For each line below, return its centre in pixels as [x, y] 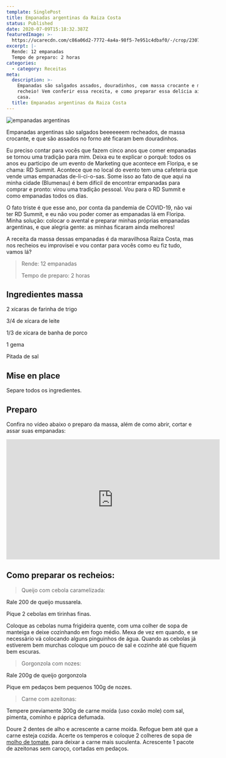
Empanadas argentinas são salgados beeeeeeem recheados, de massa [96, 132]
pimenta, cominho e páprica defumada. [56, 717]
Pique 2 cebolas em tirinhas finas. [49, 613]
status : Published [30, 23]
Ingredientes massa [45, 294]
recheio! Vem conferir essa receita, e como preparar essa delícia [104, 92]
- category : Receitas [39, 69]
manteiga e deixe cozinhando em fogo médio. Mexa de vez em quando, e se [102, 632]
